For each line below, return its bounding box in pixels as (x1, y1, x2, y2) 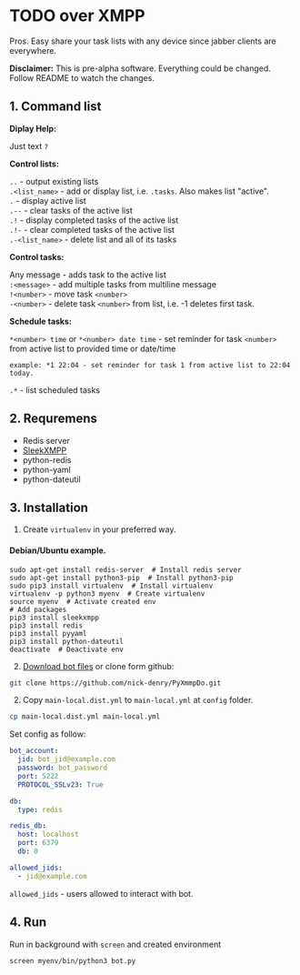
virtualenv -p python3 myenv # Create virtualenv (9, 588, 205, 598)
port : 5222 (17, 771, 59, 780)
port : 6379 (17, 839, 59, 848)
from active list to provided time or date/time (9, 343, 176, 354)
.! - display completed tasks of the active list (9, 215, 179, 226)
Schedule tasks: (9, 316, 73, 327)
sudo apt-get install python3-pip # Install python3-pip (9, 573, 234, 582)
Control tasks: (9, 251, 65, 262)
